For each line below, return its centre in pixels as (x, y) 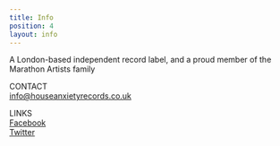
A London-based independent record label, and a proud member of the (140, 60)
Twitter (22, 133)
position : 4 (31, 26)
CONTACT (28, 87)
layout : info (34, 34)
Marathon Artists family (52, 69)
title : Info (31, 17)
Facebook (28, 123)
